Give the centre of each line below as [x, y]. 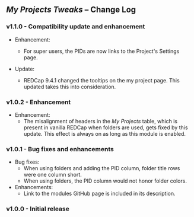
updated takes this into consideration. [70, 87]
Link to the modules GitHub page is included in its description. [99, 194]
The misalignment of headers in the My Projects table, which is [101, 121]
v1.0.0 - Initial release [38, 209]
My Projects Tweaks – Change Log [71, 10]
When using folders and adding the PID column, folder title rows [102, 168]
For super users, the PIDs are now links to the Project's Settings [101, 51]
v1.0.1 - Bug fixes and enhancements [60, 149]
